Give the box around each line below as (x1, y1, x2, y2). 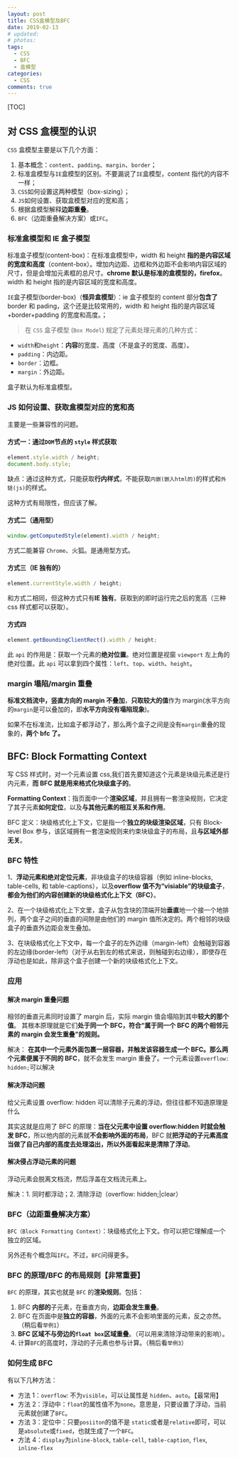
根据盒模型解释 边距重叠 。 (17, 205, 93, 214)
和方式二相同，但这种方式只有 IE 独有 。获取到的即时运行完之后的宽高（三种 (7, 593, 226, 602)
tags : (7, 43, 23, 51)
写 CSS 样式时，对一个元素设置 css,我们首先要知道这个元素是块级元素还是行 (7, 770, 230, 779)
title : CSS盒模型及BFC (7, 17, 70, 24)
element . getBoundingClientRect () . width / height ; (7, 636, 158, 643)
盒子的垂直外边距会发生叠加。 (7, 924, 94, 932)
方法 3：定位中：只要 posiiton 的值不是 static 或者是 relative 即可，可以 (17, 1417, 226, 1426)
